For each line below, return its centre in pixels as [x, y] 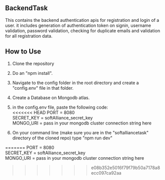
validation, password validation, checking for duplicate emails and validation [83, 30]
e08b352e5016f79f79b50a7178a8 [126, 168]
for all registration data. [29, 36]
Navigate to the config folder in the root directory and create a [76, 83]
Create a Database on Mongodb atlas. [51, 97]
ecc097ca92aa [106, 173]
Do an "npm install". [32, 73]
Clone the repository [33, 63]
